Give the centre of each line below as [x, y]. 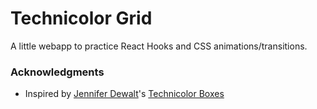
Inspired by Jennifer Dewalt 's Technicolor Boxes [124, 94]
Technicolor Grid [81, 18]
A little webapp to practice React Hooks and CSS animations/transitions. [159, 46]
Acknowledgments [57, 72]
